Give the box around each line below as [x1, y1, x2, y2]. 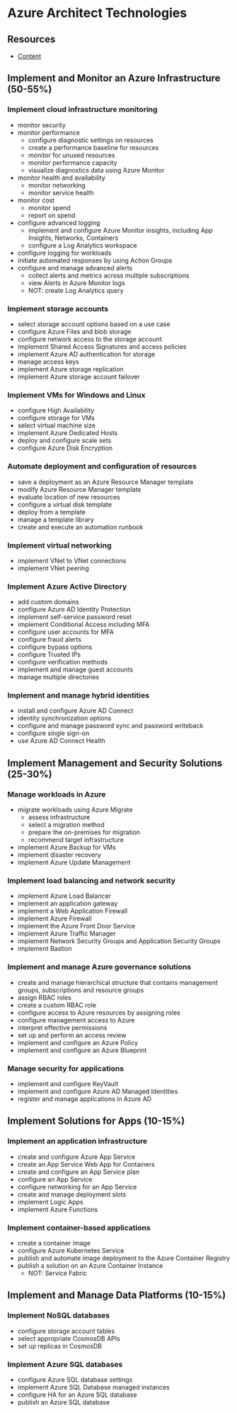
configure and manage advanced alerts [17, 263, 133, 272]
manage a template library [17, 515, 94, 524]
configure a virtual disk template [17, 500, 112, 509]
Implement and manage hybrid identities [7, 691, 150, 700]
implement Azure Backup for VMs [17, 843, 117, 852]
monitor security [17, 120, 66, 129]
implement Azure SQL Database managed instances [17, 1383, 170, 1392]
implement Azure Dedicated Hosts [17, 429, 118, 437]
